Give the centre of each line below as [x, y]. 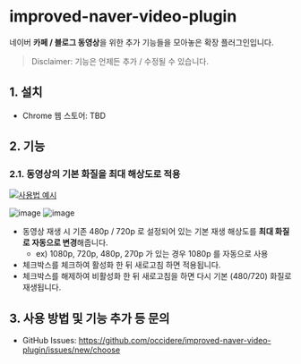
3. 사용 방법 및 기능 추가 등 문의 [90, 318]
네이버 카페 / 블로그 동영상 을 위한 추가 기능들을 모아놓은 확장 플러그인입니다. [142, 42]
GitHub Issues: [49, 341]
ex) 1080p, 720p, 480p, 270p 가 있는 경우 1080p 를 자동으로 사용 [152, 254]
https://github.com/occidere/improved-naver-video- [175, 341]
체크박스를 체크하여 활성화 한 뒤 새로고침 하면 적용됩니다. [121, 265]
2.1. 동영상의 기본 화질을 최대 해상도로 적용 [95, 174]
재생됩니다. [42, 287]
